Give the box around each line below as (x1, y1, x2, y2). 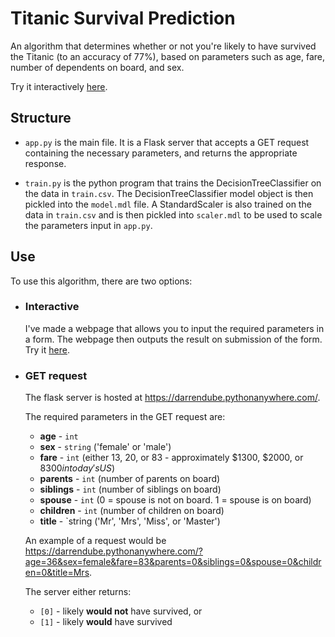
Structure (10, 110, 72, 127)
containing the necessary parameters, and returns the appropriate (24, 147, 298, 159)
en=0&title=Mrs (24, 567, 90, 579)
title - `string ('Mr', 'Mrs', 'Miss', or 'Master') (39, 515, 221, 527)
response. (24, 157, 67, 169)
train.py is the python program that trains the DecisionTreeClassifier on (24, 177, 322, 189)
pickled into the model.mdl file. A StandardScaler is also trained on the (24, 198, 312, 210)
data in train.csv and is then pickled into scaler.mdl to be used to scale (24, 208, 323, 221)
